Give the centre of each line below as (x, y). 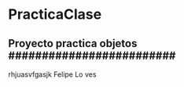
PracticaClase (55, 14)
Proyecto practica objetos (73, 43)
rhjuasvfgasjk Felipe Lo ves (52, 74)
